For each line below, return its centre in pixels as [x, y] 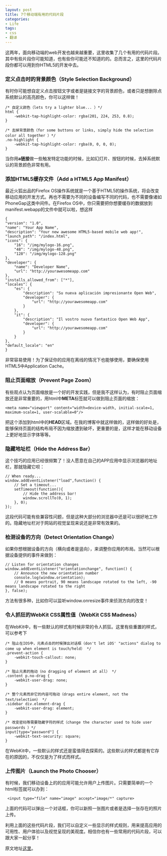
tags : [11, 28]
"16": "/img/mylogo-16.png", [44, 245]
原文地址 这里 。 [20, 848]
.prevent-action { [24, 653]
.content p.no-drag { [28, 676]
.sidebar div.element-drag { [35, 704]
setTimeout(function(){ [39, 490]
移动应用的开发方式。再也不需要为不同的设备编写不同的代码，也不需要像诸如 [83, 197]
